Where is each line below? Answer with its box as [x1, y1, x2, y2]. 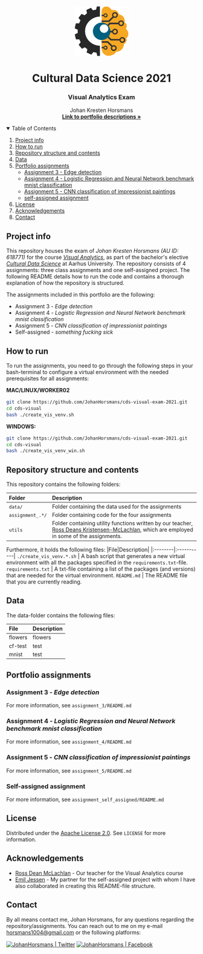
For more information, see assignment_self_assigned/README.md [6, 796, 164, 803]
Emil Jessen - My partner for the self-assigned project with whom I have [14, 875, 196, 883]
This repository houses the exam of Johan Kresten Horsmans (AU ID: [6, 247, 179, 255]
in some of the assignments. [52, 533, 122, 540]
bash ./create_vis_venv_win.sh [6, 448, 85, 454]
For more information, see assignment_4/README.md [6, 738, 132, 745]
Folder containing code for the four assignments [52, 511, 172, 519]
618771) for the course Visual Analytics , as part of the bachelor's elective [6, 254, 188, 261]
